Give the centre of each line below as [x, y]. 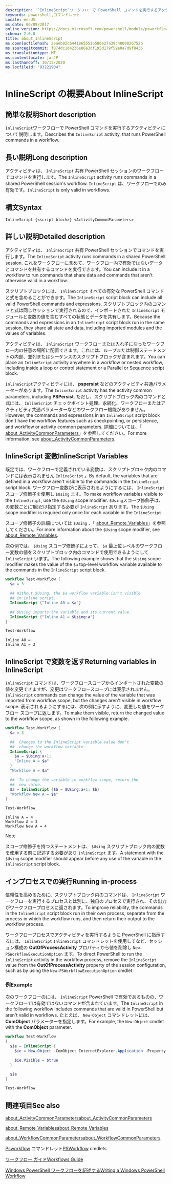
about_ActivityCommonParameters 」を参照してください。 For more [76, 433]
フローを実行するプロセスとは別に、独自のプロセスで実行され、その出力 [90, 901]
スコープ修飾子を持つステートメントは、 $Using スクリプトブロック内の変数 [85, 847]
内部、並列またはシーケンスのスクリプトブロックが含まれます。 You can [90, 356]
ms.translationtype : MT [31, 53]
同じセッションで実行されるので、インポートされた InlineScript [91, 310]
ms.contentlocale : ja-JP [32, 58]
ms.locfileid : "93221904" [33, 67]
